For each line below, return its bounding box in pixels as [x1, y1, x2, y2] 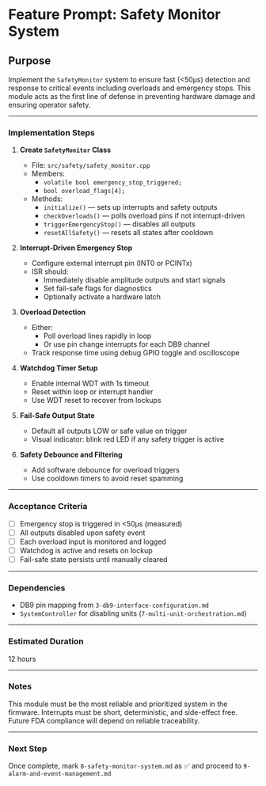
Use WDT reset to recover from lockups [31, 396, 161, 405]
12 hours [8, 654, 36, 663]
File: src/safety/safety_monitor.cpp [31, 161, 150, 170]
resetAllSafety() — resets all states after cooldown [43, 228, 214, 237]
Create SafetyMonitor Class [19, 145, 112, 155]
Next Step [8, 742, 47, 754]
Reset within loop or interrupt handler [31, 387, 154, 397]
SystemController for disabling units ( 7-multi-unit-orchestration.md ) [19, 609, 247, 618]
